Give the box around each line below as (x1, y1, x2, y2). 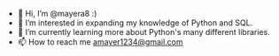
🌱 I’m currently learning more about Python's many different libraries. (17, 27, 270, 37)
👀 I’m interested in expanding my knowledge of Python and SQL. (17, 17, 253, 28)
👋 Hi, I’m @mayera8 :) (17, 9, 97, 18)
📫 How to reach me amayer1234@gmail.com (17, 37, 183, 47)
